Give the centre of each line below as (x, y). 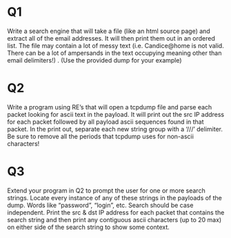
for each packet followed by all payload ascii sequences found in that (106, 122)
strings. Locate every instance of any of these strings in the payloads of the (115, 197)
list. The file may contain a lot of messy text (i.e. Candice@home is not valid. (115, 45)
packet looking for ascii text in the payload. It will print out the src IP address (116, 114)
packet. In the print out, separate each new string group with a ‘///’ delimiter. (115, 129)
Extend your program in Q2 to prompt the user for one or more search (106, 191)
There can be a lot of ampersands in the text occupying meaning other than (114, 53)
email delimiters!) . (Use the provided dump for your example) (94, 60)
